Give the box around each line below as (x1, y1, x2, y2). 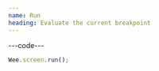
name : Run (8, 11, 41, 20)
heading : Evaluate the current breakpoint (8, 19, 151, 27)
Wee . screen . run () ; (8, 56, 69, 64)
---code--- (8, 40, 45, 50)
